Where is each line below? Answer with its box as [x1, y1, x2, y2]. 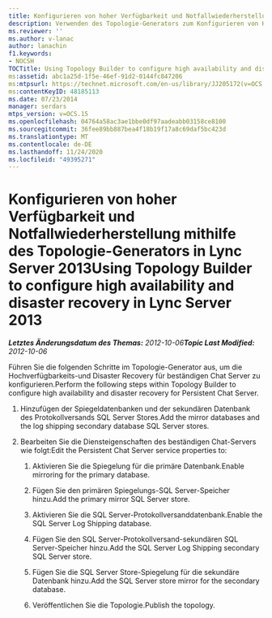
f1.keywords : [8, 50, 53, 58]
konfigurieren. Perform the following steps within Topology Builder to [8, 379, 236, 390]
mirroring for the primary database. [32, 470, 150, 480]
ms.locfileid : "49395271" [8, 155, 96, 163]
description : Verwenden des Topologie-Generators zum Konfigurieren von [8, 19, 259, 28]
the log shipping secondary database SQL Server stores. [19, 421, 210, 431]
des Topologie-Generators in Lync [8, 242, 243, 261]
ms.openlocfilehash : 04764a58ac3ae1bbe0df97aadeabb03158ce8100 [8, 118, 227, 126]
